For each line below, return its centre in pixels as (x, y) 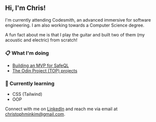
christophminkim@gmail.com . (35, 114)
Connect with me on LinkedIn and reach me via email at (62, 109)
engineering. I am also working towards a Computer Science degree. (75, 25)
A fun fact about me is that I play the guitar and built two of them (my (75, 34)
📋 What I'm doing (27, 53)
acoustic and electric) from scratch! (41, 40)
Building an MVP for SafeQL (40, 65)
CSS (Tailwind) (27, 94)
